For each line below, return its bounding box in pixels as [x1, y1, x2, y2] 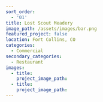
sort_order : [5, 8, 35, 15]
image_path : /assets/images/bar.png [5, 25, 97, 32]
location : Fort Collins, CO [5, 37, 76, 43]
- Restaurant [11, 59, 44, 65]
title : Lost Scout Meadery [5, 20, 73, 26]
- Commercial [11, 48, 44, 54]
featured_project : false [5, 31, 68, 37]
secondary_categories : [5, 53, 62, 59]
